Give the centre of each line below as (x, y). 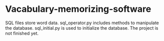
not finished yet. (22, 33)
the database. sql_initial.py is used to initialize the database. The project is (82, 28)
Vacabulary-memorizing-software (78, 9)
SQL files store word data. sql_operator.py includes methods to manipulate (82, 23)
